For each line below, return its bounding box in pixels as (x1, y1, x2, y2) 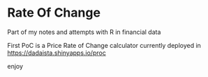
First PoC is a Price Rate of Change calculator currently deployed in (7, 41, 201, 49)
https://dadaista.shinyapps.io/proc (7, 49, 106, 57)
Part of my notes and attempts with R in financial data (7, 28, 161, 36)
